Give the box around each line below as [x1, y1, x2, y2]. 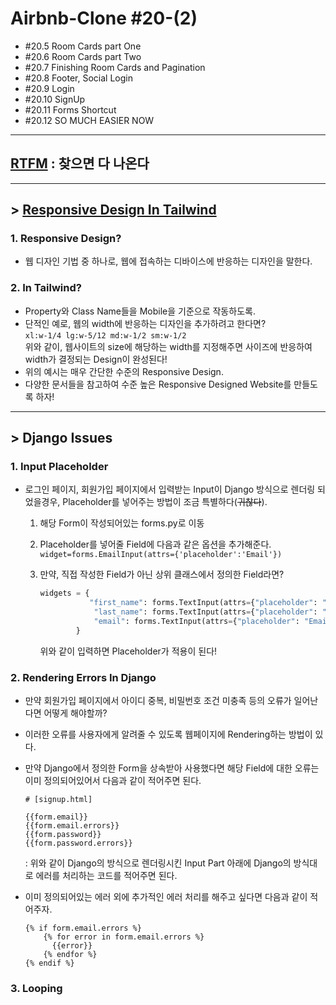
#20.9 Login [24, 82, 75, 94]
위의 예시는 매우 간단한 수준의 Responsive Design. [24, 365, 224, 377]
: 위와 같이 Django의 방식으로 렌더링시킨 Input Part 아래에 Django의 [24, 857, 292, 869]
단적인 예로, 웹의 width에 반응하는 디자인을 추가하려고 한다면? [24, 317, 267, 329]
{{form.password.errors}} [24, 838, 133, 849]
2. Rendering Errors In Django [10, 670, 157, 684]
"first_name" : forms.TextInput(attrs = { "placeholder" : [89, 598, 318, 608]
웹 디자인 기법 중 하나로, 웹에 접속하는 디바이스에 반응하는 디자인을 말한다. [24, 255, 313, 267]
